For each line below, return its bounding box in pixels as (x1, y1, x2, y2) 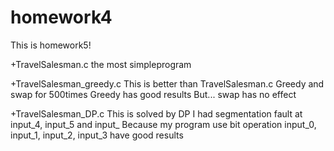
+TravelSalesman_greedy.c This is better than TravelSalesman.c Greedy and (10, 77, 325, 90)
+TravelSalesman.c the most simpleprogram (10, 58, 192, 70)
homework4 (10, 6, 113, 29)
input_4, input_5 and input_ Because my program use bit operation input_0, (10, 118, 317, 130)
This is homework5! (10, 39, 92, 51)
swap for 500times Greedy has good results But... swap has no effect (10, 88, 297, 100)
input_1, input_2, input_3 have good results (10, 129, 184, 141)
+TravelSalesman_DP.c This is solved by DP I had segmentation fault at (10, 107, 303, 120)
